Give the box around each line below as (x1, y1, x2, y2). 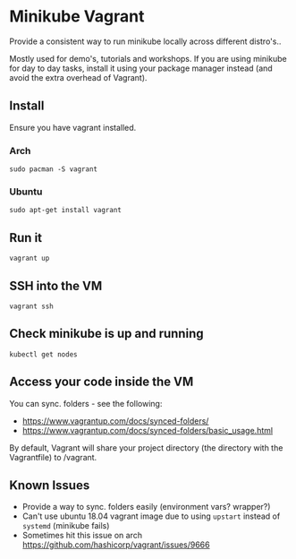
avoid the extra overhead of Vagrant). (9, 72, 148, 82)
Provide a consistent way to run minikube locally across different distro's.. (9, 36, 282, 47)
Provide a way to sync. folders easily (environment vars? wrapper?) (21, 502, 271, 512)
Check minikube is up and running (9, 326, 204, 341)
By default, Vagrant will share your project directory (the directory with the (9, 442, 283, 453)
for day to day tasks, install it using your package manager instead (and (9, 63, 273, 73)
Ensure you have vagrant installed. (9, 122, 137, 133)
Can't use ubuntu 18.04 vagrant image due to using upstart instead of (21, 511, 281, 521)
